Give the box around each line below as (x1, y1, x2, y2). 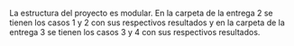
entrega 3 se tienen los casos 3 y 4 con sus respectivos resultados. (9, 27, 261, 37)
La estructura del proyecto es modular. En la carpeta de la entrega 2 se (9, 8, 273, 18)
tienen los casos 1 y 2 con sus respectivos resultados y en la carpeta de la (9, 17, 286, 28)
